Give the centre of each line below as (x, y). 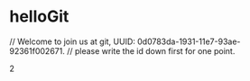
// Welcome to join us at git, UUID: (72, 41)
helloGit (39, 17)
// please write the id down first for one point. (151, 50)
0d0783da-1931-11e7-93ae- (189, 41)
